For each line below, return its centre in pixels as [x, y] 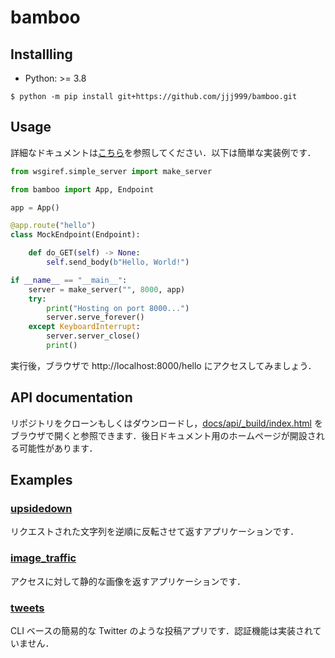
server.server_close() [93, 336]
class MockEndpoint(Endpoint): [75, 235]
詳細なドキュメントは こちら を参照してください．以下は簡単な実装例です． [163, 152]
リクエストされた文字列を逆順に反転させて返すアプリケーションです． [155, 532]
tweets [27, 608]
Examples [41, 480]
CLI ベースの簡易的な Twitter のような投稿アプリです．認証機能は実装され [161, 631]
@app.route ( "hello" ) [53, 226]
